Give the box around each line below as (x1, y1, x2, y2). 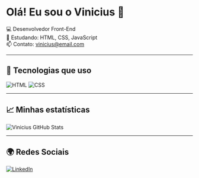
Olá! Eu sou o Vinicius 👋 (6, 5, 124, 19)
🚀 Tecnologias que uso (6, 65, 92, 76)
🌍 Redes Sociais (6, 147, 69, 157)
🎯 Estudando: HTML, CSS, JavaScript (6, 34, 98, 41)
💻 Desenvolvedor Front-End (6, 25, 76, 32)
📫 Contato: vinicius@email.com (6, 40, 85, 47)
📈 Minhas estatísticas (6, 105, 90, 115)
